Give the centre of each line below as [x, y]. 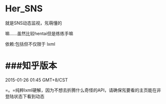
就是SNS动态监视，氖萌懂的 [34, 23]
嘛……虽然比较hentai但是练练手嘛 [39, 33]
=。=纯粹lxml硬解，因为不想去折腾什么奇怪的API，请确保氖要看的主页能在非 [83, 90]
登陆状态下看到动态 [25, 96]
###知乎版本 [31, 66]
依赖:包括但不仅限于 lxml [30, 44]
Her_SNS [24, 9]
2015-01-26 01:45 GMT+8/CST [37, 80]
